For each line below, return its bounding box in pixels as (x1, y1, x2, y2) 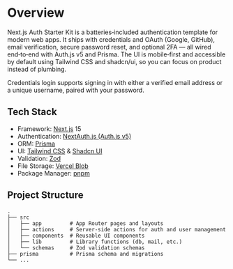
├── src (7, 214, 30, 221)
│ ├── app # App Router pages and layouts (7, 220, 164, 227)
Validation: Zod (17, 154, 61, 162)
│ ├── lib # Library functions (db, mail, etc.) (7, 238, 183, 245)
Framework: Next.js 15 (17, 124, 82, 133)
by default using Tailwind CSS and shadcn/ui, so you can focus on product (7, 57, 222, 66)
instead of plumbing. (7, 65, 67, 73)
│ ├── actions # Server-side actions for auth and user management (7, 226, 227, 233)
